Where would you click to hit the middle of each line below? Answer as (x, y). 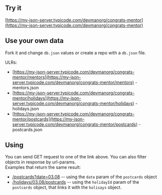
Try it (13, 8)
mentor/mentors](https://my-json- (46, 77)
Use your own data (34, 41)
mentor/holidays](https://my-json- (47, 98)
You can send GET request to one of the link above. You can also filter (76, 157)
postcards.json (27, 129)
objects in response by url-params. (40, 162)
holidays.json (26, 109)
